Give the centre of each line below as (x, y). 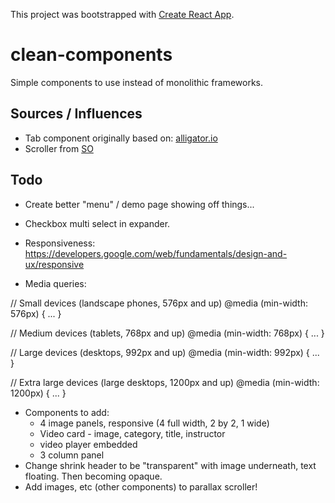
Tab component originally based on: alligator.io (121, 138)
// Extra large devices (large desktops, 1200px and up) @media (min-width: (165, 382)
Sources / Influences (76, 114)
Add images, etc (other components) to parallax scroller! (141, 486)
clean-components (91, 55)
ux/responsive (54, 264)
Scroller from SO (59, 148)
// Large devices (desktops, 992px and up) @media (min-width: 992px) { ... (165, 352)
